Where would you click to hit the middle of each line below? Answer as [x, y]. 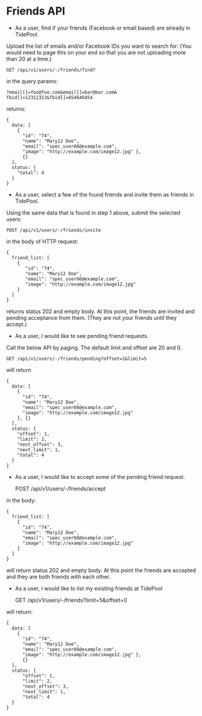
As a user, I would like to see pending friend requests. [82, 336]
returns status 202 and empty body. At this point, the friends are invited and [100, 311]
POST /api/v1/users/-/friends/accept [60, 489]
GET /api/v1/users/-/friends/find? [51, 70]
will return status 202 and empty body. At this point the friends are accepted [101, 570]
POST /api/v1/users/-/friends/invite [54, 230]
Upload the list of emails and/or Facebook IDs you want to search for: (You [99, 46]
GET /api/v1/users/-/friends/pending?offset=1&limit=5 [77, 359]
